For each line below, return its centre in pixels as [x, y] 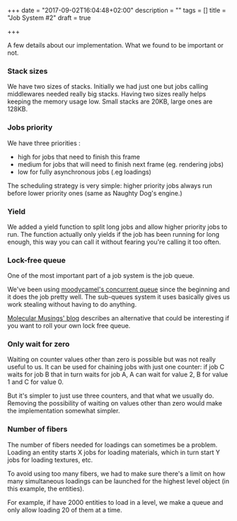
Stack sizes [28, 71]
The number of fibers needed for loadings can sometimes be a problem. [112, 444]
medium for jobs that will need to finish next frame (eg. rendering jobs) [121, 164]
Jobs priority [30, 128]
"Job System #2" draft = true [49, 18]
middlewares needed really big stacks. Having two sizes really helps [107, 94]
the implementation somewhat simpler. [64, 411]
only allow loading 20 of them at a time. [65, 510]
